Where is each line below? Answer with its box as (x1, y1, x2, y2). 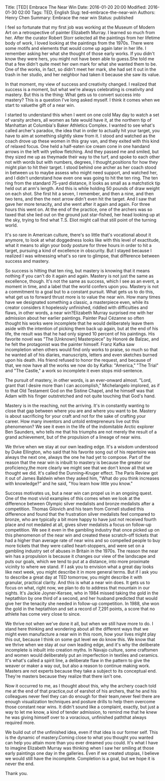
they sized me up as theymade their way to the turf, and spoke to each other (5, 154, 160, 160)
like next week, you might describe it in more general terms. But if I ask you (5, 569, 158, 575)
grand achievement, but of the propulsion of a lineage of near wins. (5, 434, 142, 440)
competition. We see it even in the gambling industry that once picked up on (5, 527, 160, 533)
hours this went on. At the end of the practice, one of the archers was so (5, 206, 153, 212)
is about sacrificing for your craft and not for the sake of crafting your (5, 413, 146, 419)
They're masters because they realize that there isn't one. (5, 673, 122, 679)
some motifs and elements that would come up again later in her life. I (5, 46, 147, 51)
